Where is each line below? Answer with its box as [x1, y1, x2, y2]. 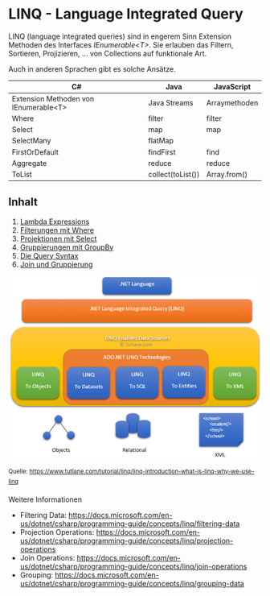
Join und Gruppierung [19, 259, 93, 269]
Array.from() [206, 170, 247, 180]
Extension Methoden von [11, 93, 95, 103]
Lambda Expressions [19, 217, 90, 226]
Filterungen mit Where [19, 225, 95, 234]
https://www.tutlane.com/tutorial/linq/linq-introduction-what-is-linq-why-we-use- [29, 468, 255, 476]
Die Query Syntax [19, 250, 79, 260]
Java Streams [148, 98, 194, 108]
